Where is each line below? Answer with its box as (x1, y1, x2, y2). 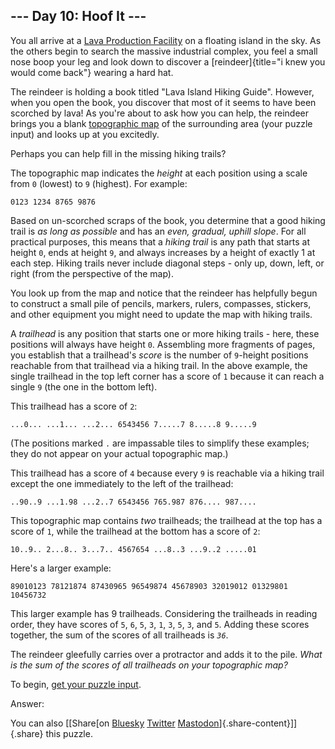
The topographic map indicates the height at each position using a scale (10, 167, 308, 179)
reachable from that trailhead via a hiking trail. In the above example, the (10, 359, 308, 371)
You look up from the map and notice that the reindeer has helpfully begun (10, 287, 318, 299)
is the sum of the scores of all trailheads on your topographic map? (10, 659, 288, 671)
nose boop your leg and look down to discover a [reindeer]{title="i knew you (10, 55, 326, 68)
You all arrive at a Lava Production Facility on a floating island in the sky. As (10, 34, 322, 46)
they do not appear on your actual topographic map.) (10, 447, 229, 459)
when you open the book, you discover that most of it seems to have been (10, 96, 317, 108)
